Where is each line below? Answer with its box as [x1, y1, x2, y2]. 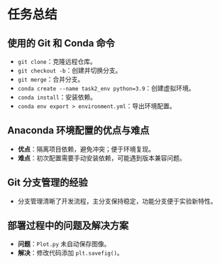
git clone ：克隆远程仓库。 [17, 58, 97, 65]
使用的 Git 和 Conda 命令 [7, 37, 115, 49]
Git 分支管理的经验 [7, 176, 89, 189]
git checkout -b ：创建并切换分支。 [17, 66, 122, 75]
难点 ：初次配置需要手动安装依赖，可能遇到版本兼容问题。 [17, 154, 186, 162]
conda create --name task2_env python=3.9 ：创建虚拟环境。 [17, 84, 195, 93]
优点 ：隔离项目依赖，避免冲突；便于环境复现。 [17, 144, 155, 153]
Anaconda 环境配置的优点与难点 [7, 125, 150, 137]
